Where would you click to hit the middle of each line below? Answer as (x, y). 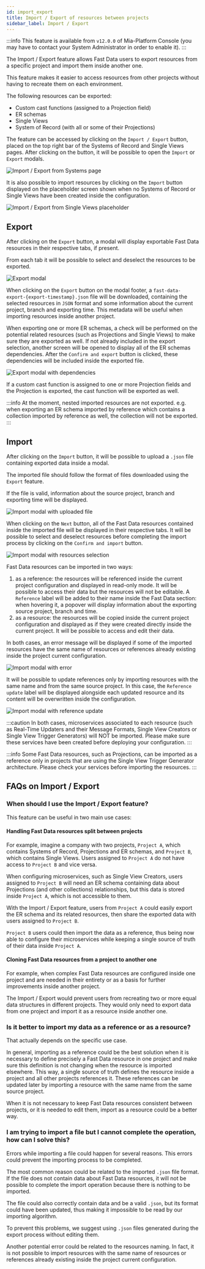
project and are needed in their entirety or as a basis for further (86, 980)
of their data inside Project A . (44, 945)
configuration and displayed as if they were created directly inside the (103, 624)
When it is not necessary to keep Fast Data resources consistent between (99, 1103)
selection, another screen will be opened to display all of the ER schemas (99, 348)
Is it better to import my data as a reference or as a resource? (99, 1027)
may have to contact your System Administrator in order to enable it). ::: (96, 47)
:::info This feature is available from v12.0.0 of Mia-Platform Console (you (99, 41)
